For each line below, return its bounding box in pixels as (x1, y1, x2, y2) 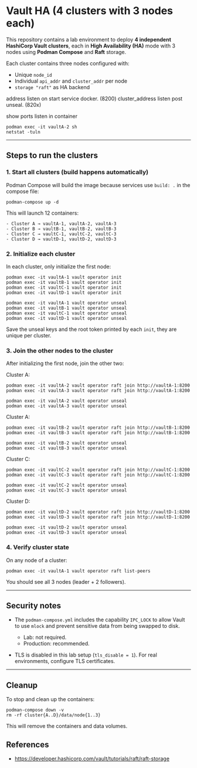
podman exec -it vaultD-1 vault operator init (6, 289, 122, 296)
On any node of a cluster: (6, 556, 67, 564)
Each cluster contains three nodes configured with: (6, 60, 130, 67)
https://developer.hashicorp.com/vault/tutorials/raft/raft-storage (14, 755, 170, 762)
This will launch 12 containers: (6, 209, 79, 216)
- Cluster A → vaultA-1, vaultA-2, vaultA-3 (6, 221, 117, 226)
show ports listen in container (6, 113, 78, 120)
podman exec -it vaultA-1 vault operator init (6, 274, 122, 280)
